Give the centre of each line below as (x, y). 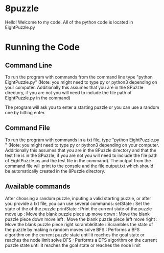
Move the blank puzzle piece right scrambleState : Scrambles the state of (79, 224)
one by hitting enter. (25, 112)
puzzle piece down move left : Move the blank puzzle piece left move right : (81, 219)
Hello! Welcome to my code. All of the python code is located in (69, 22)
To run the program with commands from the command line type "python (79, 77)
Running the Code (42, 47)
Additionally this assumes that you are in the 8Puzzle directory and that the (81, 150)
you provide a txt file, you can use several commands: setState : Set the (78, 203)
